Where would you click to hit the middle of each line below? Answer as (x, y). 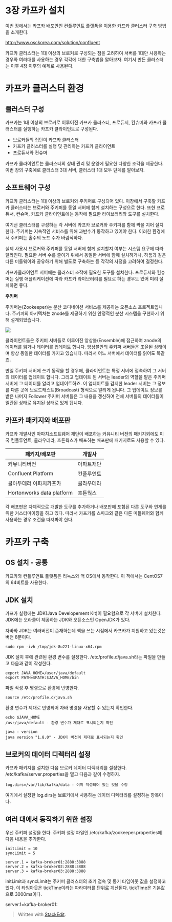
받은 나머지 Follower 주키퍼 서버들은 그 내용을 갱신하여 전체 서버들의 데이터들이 (84, 396)
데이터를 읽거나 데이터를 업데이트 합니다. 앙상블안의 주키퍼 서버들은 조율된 (79, 347)
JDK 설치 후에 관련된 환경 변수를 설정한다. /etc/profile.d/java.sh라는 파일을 (81, 657)
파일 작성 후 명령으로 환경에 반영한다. (42, 688)
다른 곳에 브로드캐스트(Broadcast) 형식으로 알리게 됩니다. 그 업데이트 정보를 (87, 390)
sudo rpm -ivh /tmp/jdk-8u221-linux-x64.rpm (53, 647)
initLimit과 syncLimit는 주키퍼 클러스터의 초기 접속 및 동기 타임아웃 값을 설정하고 (86, 881)
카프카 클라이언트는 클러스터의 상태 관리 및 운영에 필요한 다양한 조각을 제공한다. (84, 163)
